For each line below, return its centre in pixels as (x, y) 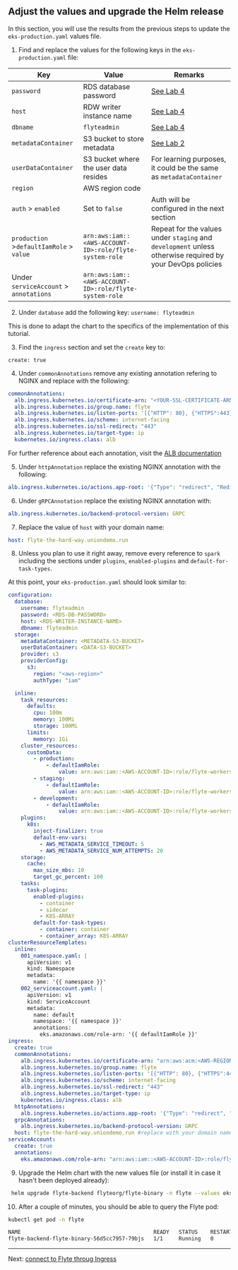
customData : (44, 752)
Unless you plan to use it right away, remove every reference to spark (119, 553)
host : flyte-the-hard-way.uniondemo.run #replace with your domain (116, 1133)
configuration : (30, 595)
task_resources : (45, 700)
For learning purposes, (189, 159)
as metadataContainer (187, 176)
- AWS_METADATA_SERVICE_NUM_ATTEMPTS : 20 (101, 851)
